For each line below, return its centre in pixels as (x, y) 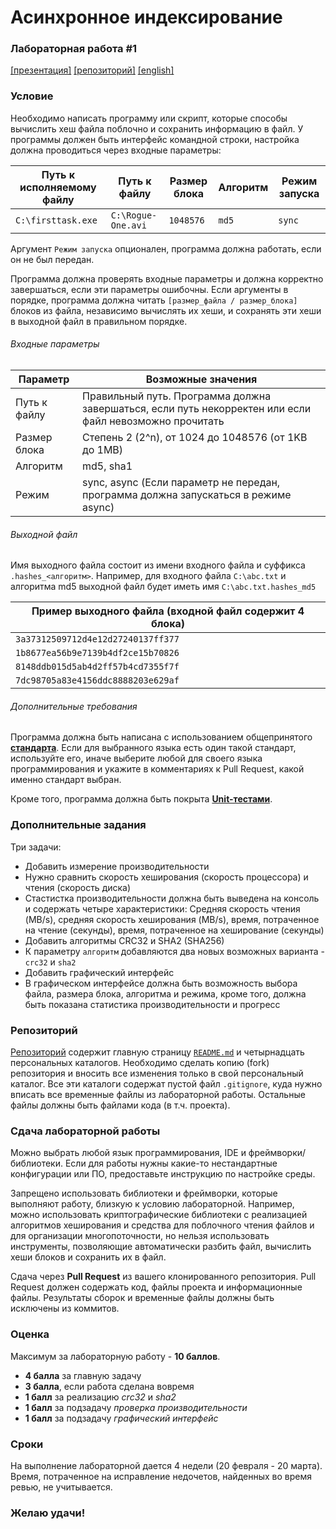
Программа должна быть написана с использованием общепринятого (161, 737)
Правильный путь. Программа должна (177, 396)
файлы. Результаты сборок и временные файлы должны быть (142, 1298)
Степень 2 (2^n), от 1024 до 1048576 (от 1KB (195, 437)
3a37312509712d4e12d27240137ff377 (97, 639)
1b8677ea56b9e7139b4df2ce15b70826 (97, 653)
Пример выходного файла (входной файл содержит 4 (168, 611)
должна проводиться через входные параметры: (116, 150)
